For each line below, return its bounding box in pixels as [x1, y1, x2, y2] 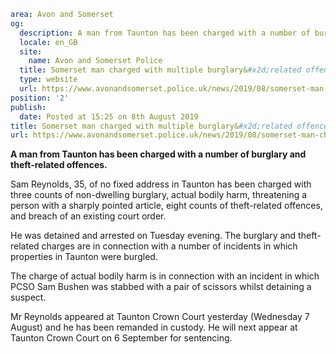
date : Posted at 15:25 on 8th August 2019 [19, 111, 199, 122]
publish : [10, 102, 47, 112]
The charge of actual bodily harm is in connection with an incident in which [10, 270, 320, 282]
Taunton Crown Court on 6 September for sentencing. [10, 332, 233, 344]
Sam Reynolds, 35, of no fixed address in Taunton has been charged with [10, 178, 312, 190]
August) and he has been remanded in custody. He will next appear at [10, 321, 298, 334]
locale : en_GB [19, 37, 78, 47]
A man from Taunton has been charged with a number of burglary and [10, 148, 307, 160]
